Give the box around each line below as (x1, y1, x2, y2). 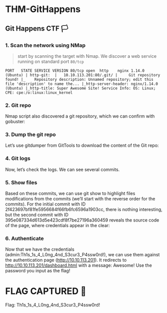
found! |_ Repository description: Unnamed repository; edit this (5, 77, 154, 82)
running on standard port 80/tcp (17, 58, 84, 64)
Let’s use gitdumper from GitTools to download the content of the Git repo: (5, 142, 159, 149)
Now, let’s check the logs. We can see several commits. (5, 166, 120, 172)
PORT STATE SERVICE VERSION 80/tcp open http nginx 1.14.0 (5, 68, 144, 73)
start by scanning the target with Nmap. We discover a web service (17, 53, 157, 59)
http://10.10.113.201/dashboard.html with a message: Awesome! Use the (5, 262, 152, 268)
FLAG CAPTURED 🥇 (5, 285, 87, 297)
